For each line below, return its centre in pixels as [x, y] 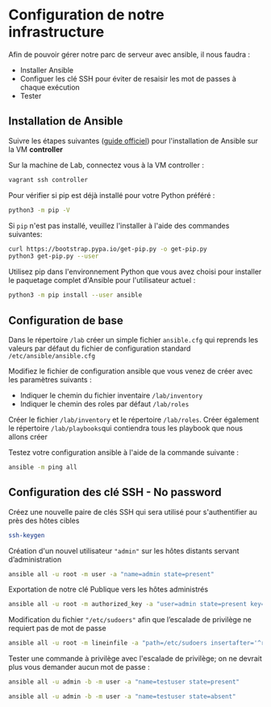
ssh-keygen [27, 535]
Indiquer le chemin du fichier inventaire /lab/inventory [111, 395]
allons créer [28, 436]
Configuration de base [66, 320]
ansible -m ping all [43, 467]
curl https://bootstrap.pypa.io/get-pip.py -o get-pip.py [108, 249]
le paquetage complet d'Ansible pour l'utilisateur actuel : [102, 280]
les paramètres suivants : [50, 379]
